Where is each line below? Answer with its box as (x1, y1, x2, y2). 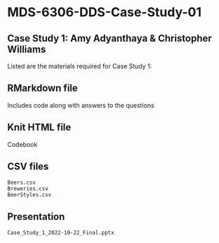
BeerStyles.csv (7, 192, 52, 199)
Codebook (7, 140, 38, 149)
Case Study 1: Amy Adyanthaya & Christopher (7, 32, 212, 44)
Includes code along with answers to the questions (7, 101, 154, 109)
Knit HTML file (7, 121, 72, 134)
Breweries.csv (7, 185, 49, 192)
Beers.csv (7, 179, 36, 187)
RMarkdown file (7, 82, 79, 94)
